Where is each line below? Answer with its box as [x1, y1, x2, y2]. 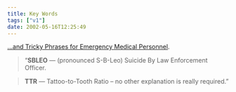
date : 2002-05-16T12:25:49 [7, 23, 86, 30]
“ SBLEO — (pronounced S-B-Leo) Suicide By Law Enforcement [24, 56, 209, 65]
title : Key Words [7, 10, 58, 18]
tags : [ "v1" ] [7, 17, 46, 24]
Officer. [24, 64, 47, 72]
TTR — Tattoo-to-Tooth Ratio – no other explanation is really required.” [24, 77, 229, 86]
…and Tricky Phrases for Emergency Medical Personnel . [7, 43, 170, 51]
